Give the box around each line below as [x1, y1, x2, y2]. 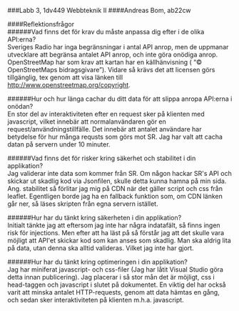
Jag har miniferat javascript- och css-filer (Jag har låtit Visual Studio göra [7, 265, 223, 274]
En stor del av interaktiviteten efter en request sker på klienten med [7, 110, 205, 118]
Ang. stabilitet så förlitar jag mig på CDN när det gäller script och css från [7, 184, 223, 192]
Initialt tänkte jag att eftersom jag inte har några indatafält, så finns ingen [7, 221, 220, 229]
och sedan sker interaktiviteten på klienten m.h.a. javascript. [7, 296, 184, 304]
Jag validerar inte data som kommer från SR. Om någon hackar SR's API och [7, 169, 232, 177]
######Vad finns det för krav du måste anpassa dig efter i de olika [7, 28, 205, 36]
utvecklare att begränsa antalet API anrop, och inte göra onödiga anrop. [7, 50, 218, 59]
